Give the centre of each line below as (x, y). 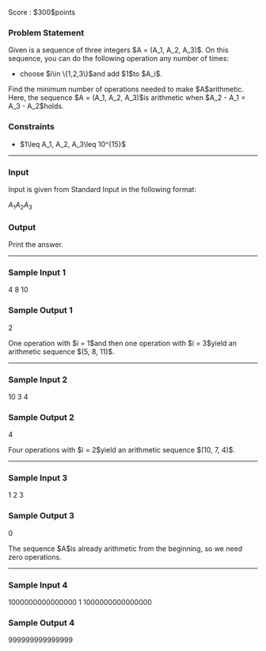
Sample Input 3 (38, 478)
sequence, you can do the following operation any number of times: (119, 59)
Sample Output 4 (42, 622)
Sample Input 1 (37, 272)
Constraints (32, 127)
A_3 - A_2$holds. (36, 106)
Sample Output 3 (42, 516)
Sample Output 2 (41, 417)
